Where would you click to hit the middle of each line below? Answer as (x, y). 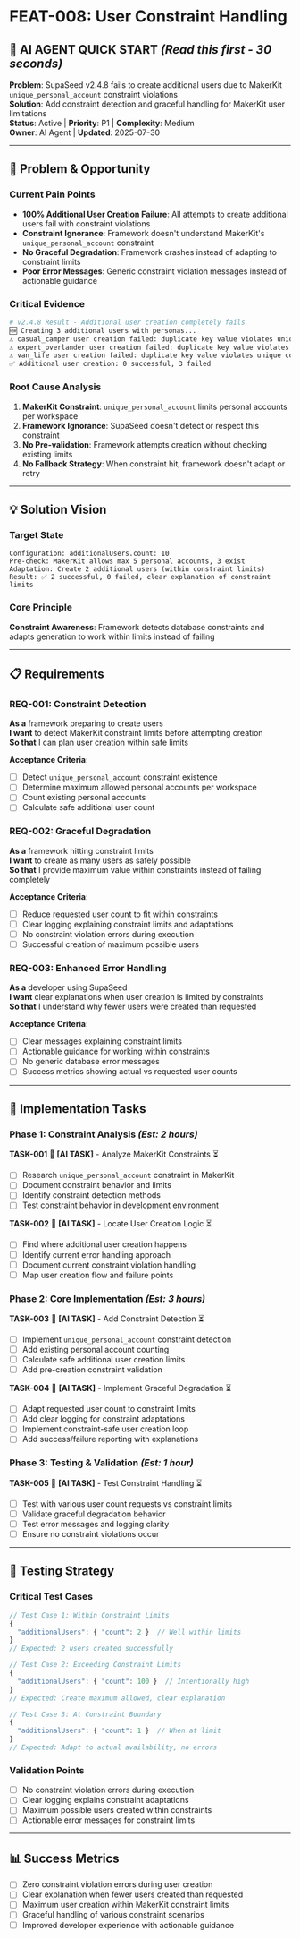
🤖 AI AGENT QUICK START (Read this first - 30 (141, 50)
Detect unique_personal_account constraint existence (120, 777)
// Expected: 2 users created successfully (92, 1649)
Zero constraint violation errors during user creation (117, 1884)
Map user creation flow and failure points (98, 1275)
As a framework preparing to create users (86, 723)
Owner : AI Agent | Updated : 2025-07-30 (85, 132)
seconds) (36, 63)
